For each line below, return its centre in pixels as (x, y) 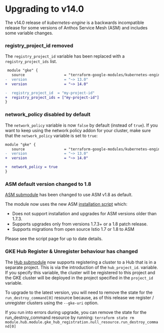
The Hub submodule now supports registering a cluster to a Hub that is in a (81, 262)
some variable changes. (29, 33)
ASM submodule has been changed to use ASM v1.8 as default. (69, 195)
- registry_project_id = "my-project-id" (50, 93)
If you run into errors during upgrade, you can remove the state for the (76, 312)
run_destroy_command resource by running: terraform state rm (70, 317)
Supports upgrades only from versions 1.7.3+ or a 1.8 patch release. (80, 224)
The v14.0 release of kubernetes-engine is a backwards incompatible (75, 22)
